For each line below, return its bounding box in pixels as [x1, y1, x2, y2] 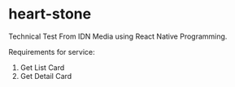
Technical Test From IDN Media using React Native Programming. [8, 31, 228, 41]
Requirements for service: [8, 47, 95, 56]
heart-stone [8, 5, 92, 23]
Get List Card [20, 62, 65, 72]
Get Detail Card [20, 71, 72, 81]
